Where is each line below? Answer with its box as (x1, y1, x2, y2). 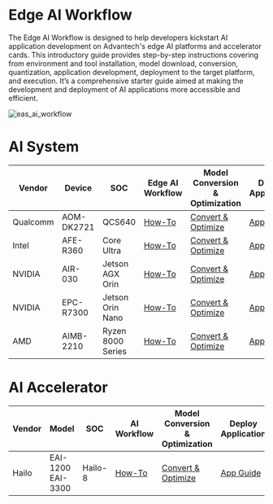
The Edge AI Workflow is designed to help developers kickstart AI (8, 33, 228, 42)
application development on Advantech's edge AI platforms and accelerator (8, 41, 262, 50)
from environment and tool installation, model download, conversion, (8, 59, 238, 68)
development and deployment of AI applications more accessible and (8, 84, 240, 94)
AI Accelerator (8, 379, 108, 397)
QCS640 (102, 216, 136, 227)
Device (64, 182, 93, 193)
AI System (8, 138, 80, 156)
